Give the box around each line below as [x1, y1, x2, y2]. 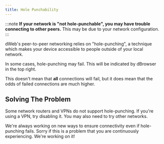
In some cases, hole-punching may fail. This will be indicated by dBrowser [5, 61, 157, 67]
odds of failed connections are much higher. [5, 81, 95, 87]
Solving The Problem [5, 95, 71, 104]
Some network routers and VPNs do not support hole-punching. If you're [5, 108, 154, 114]
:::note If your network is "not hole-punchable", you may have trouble [5, 21, 151, 27]
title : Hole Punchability [5, 7, 58, 12]
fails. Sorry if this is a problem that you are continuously [25, 128, 139, 134]
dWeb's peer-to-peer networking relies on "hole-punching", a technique [5, 40, 152, 47]
